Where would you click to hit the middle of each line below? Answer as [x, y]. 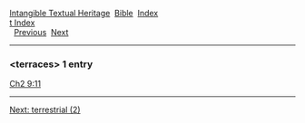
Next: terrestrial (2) [45, 110]
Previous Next [41, 32]
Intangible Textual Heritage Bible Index [84, 13]
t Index [22, 23]
